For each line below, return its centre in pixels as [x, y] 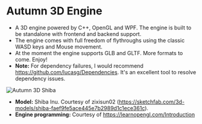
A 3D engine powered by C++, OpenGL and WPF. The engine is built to [103, 28]
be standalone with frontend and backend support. [78, 34]
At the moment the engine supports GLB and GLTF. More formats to [99, 53]
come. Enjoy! [31, 59]
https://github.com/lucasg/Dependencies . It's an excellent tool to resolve [106, 72]
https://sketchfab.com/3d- [152, 102]
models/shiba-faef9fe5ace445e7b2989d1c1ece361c [80, 108]
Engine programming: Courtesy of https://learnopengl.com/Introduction [105, 114]
